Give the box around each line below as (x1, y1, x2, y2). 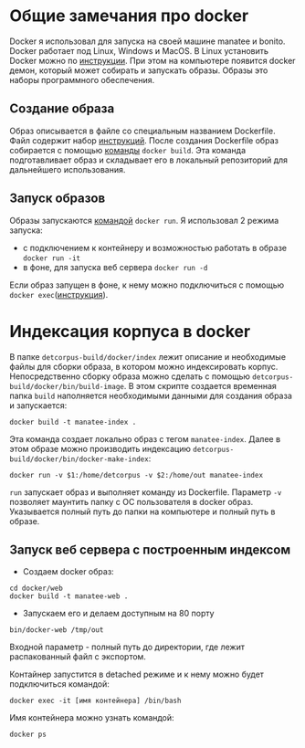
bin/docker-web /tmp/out (9, 626, 104, 635)
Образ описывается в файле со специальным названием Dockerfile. (9, 125, 276, 136)
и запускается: (9, 399, 68, 411)
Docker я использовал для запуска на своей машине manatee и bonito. (9, 36, 286, 47)
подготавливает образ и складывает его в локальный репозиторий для (9, 154, 289, 165)
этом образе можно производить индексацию (9, 443, 192, 454)
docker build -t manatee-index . (9, 417, 137, 427)
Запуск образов (9, 191, 106, 206)
